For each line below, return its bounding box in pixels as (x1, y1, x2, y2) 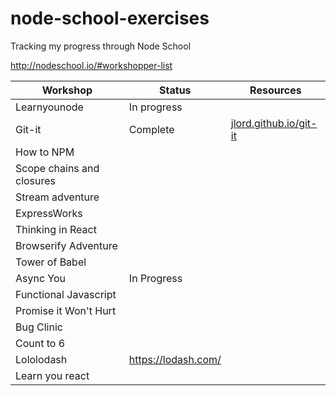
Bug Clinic (15, 320, 63, 334)
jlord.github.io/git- (230, 116, 318, 130)
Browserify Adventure (15, 238, 118, 252)
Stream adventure (15, 190, 100, 204)
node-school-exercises (10, 7, 210, 30)
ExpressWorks (15, 206, 83, 220)
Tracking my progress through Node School (10, 40, 192, 52)
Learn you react (15, 368, 90, 382)
